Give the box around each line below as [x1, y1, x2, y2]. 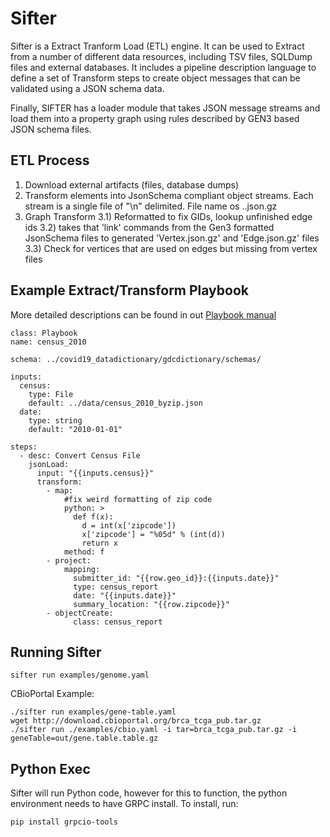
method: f [63, 547, 105, 557]
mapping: [63, 564, 101, 574]
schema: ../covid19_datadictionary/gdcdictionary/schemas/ [10, 354, 262, 364]
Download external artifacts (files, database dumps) [24, 178, 240, 191]
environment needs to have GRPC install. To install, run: [10, 798, 239, 810]
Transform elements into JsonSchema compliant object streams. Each [24, 189, 314, 201]
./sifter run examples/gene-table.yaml [10, 707, 177, 717]
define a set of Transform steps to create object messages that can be [10, 72, 301, 84]
